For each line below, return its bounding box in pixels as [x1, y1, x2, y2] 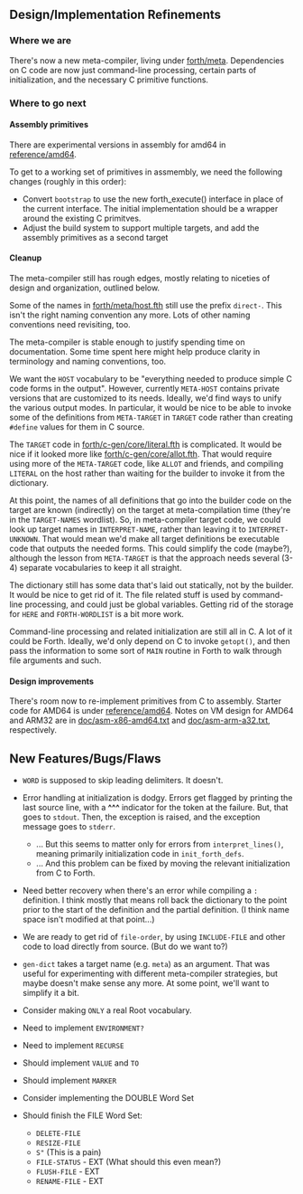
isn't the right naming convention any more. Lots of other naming [9, 309, 251, 320]
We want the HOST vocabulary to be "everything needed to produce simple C [9, 374, 293, 384]
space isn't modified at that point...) [22, 914, 155, 925]
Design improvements [9, 676, 95, 687]
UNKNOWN [9, 535, 39, 545]
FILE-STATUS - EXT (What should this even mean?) [35, 1157, 222, 1168]
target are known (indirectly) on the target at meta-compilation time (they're [9, 505, 291, 516]
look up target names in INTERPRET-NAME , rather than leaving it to [9, 524, 246, 535]
